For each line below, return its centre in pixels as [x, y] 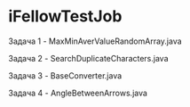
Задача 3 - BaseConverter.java [65, 75]
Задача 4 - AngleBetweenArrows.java [78, 93]
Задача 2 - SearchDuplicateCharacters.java [88, 58]
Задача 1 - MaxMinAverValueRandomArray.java [95, 41]
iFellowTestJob [65, 16]
